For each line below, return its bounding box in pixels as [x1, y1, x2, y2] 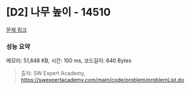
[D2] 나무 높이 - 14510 [6, 5, 111, 19]
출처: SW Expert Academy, [20, 69, 85, 77]
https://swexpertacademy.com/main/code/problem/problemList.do [20, 77, 185, 84]
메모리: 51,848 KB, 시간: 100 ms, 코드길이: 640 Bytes [6, 57, 132, 64]
